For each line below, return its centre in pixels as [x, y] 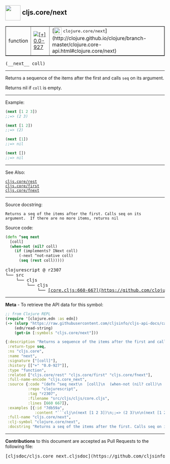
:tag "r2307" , [42, 394]
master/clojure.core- [77, 45]
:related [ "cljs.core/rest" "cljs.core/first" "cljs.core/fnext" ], [80, 375]
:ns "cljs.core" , [26, 352]
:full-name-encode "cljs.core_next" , [47, 380]
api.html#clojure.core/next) [84, 51]
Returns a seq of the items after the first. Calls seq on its [73, 214]
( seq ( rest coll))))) [41, 261]
